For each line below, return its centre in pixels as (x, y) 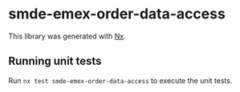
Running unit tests (55, 61)
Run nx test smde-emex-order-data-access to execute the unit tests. (120, 80)
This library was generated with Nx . (67, 36)
